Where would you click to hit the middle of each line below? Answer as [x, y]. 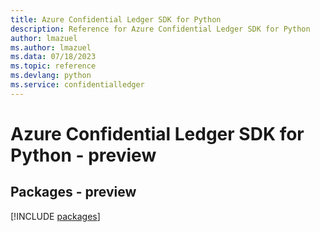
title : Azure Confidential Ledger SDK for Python [116, 19]
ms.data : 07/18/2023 [53, 57]
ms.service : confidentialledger [77, 85]
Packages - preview [73, 192]
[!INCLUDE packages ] [55, 216]
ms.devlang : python [51, 76]
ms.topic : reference [53, 66]
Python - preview [83, 155]
